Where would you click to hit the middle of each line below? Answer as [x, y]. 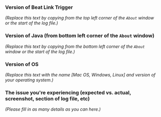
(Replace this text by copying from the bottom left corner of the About [75, 46]
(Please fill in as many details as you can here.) [53, 109]
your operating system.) [29, 80]
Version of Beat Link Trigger [39, 7]
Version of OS [22, 64]
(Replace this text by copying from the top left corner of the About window [80, 18]
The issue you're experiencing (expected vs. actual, [68, 93]
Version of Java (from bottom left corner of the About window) [80, 36]
